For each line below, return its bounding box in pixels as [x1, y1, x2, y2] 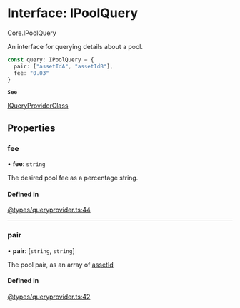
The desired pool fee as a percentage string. [7, 173, 139, 183]
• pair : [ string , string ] [7, 246, 75, 255]
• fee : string [7, 160, 46, 168]
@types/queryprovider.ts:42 [7, 292, 91, 301]
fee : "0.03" [14, 69, 50, 76]
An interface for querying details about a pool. [7, 42, 144, 51]
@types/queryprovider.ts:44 [7, 205, 91, 215]
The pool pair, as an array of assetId [7, 260, 114, 269]
